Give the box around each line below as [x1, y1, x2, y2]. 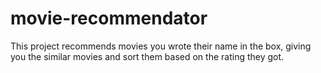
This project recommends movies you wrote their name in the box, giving [10, 40, 312, 52]
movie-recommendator [10, 7, 208, 30]
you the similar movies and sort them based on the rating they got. [10, 50, 285, 62]
